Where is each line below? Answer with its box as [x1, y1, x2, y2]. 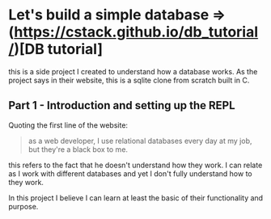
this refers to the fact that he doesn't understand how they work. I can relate [8, 160, 263, 170]
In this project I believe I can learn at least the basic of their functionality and [8, 192, 264, 203]
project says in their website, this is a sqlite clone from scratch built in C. [8, 75, 250, 85]
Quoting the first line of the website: [8, 120, 128, 130]
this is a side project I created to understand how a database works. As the [8, 66, 258, 76]
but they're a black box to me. [28, 144, 128, 154]
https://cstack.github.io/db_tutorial [14, 23, 259, 41]
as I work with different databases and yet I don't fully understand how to [8, 168, 252, 179]
